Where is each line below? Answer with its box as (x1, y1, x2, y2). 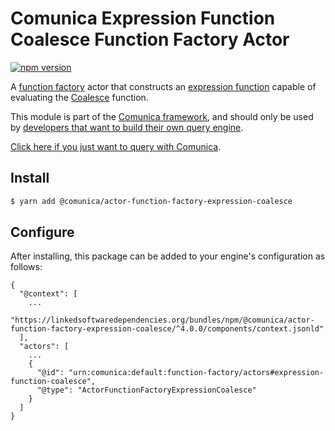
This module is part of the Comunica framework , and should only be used (10, 110, 314, 122)
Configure (10, 224, 75, 241)
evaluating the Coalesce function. (10, 91, 149, 103)
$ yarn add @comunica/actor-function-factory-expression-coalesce (10, 196, 293, 206)
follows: (10, 261, 43, 273)
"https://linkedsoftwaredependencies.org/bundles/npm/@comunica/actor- (10, 315, 315, 326)
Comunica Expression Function (10, 7, 276, 30)
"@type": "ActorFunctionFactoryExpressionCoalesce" (36, 385, 257, 396)
